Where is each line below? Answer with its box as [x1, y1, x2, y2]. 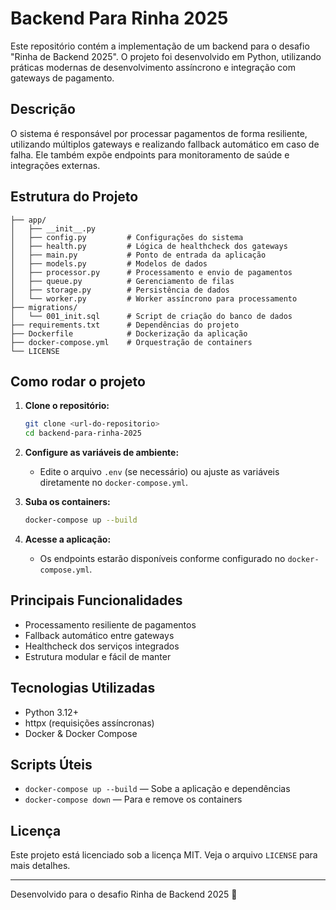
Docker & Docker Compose [24, 727, 138, 739]
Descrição [10, 101, 76, 118]
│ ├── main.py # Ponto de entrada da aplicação [10, 250, 267, 260]
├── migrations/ [10, 302, 78, 312]
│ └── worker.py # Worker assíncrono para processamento [10, 293, 298, 304]
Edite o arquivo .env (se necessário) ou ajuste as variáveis [39, 466, 280, 478]
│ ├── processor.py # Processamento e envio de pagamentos [10, 267, 293, 277]
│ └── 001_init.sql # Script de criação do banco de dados [10, 311, 293, 321]
